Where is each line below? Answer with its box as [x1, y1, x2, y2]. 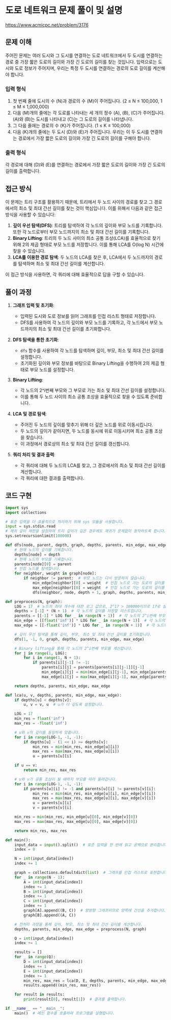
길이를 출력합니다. [5, 168, 41, 174]
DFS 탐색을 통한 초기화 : [12, 337, 60, 343]
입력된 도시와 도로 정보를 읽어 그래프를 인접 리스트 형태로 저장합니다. [20, 313, 156, 319]
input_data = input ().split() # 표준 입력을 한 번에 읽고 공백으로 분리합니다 [14, 842, 167, 847]
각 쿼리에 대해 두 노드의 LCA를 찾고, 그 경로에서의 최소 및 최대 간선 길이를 [20, 462, 166, 468]
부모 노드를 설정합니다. [30, 366, 75, 372]
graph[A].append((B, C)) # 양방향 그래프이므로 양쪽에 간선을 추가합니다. [23, 908, 166, 913]
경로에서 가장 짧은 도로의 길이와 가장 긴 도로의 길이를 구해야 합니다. [18, 135, 151, 142]
